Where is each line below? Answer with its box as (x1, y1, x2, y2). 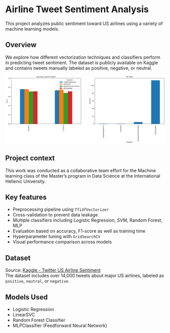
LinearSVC (12, 312, 36, 318)
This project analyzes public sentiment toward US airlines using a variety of (5, 20, 163, 26)
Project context (5, 154, 55, 162)
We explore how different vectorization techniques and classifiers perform (5, 54, 161, 60)
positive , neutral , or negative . (5, 278, 70, 284)
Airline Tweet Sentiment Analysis (5, 4, 149, 15)
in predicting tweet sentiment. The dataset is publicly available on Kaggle (5, 60, 158, 66)
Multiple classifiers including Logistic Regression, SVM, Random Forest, (12, 217, 163, 224)
